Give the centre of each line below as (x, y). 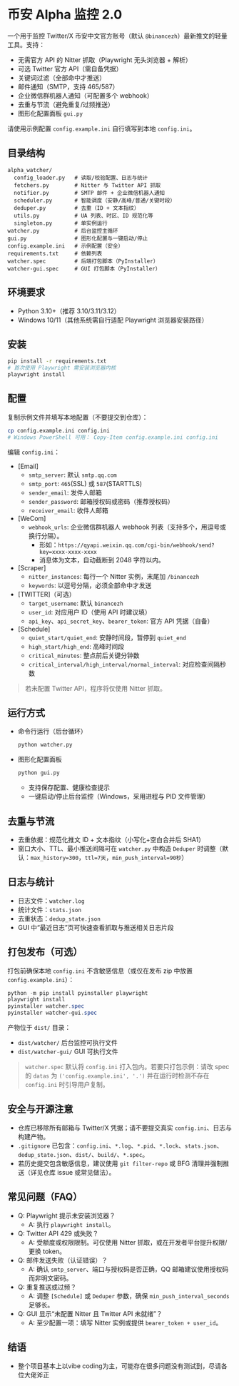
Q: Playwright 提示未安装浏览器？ (66, 1215)
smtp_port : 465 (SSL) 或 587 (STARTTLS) (85, 483)
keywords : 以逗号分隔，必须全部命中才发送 (90, 585)
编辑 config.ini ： (34, 452)
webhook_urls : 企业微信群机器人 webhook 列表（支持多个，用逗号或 (127, 527)
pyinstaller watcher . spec (46, 1006)
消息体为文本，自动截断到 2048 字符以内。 (102, 560)
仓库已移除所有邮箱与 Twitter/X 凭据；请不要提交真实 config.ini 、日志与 (124, 1128)
